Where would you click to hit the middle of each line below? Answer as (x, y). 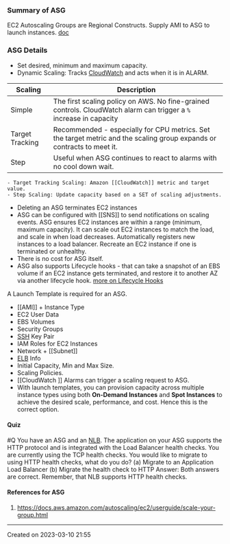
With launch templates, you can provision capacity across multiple (111, 387)
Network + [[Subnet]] (47, 351)
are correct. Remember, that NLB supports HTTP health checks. (97, 477)
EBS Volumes (36, 321)
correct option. (38, 409)
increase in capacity (86, 118)
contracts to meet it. (85, 146)
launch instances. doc (38, 32)
